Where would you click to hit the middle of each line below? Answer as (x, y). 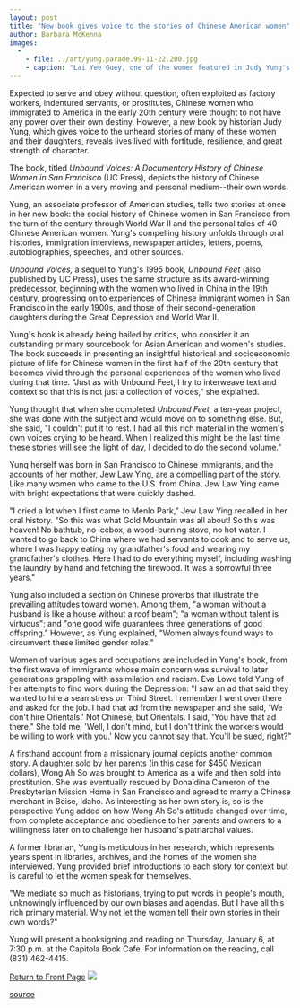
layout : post (34, 18)
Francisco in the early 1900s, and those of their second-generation (133, 307)
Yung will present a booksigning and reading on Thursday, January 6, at (142, 939)
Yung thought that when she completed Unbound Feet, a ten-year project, (146, 408)
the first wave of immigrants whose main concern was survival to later (139, 669)
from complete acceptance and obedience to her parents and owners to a (146, 820)
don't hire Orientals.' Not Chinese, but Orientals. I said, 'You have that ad (143, 717)
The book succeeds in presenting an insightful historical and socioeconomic (150, 353)
